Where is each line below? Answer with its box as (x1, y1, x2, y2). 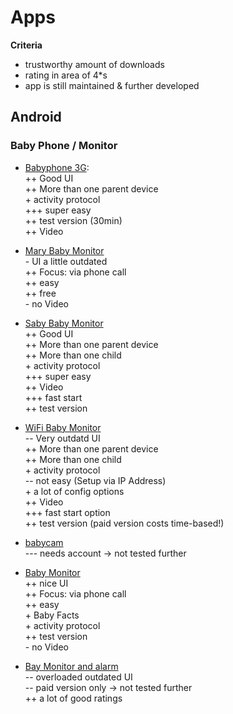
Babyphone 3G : (24, 161, 90, 173)
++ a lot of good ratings (24, 692, 123, 704)
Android (10, 109, 62, 126)
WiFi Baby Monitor (24, 421, 102, 433)
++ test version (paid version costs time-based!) (24, 517, 225, 529)
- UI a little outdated (24, 255, 108, 267)
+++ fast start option (24, 506, 111, 518)
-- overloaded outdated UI (24, 671, 133, 683)
